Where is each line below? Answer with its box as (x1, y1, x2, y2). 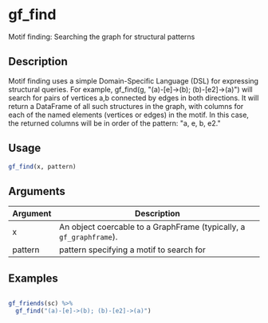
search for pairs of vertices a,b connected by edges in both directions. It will (8, 93, 259, 103)
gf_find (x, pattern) (8, 162, 77, 170)
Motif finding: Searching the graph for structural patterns (8, 32, 195, 41)
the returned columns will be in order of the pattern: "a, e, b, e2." (8, 118, 221, 128)
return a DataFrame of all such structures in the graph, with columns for (8, 101, 244, 111)
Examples (8, 271, 58, 285)
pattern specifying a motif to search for (59, 244, 206, 255)
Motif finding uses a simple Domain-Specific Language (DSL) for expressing (8, 76, 259, 85)
